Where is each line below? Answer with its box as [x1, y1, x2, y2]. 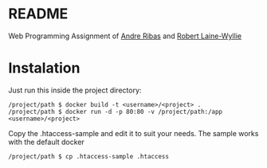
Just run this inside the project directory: [8, 85, 142, 95]
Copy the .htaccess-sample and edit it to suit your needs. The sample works [8, 128, 259, 138]
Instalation [8, 59, 80, 77]
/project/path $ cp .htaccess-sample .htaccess [8, 152, 170, 160]
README [8, 5, 69, 23]
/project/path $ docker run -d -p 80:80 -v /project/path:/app [8, 107, 223, 115]
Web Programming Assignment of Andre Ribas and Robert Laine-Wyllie [8, 31, 241, 41]
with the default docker [8, 137, 85, 147]
